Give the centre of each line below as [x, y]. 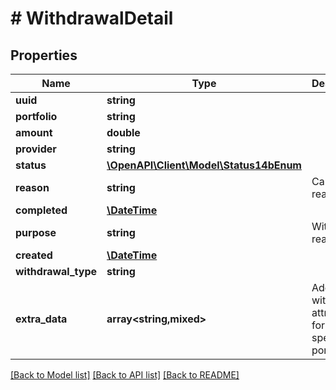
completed [41, 210]
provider [36, 149]
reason [32, 187]
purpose [36, 232]
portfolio [36, 116]
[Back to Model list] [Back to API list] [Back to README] [125, 375]
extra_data [41, 319]
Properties [44, 55]
